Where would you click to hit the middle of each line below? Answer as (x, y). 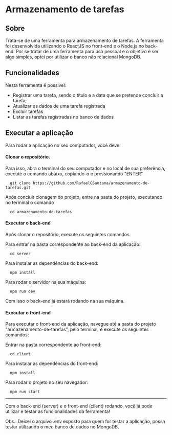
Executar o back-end (28, 223)
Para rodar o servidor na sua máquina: (46, 282)
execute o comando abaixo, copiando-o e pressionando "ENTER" (74, 174)
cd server (20, 254)
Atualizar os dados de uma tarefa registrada (59, 106)
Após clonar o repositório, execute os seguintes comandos (67, 235)
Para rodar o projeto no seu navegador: (47, 382)
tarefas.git (18, 188)
